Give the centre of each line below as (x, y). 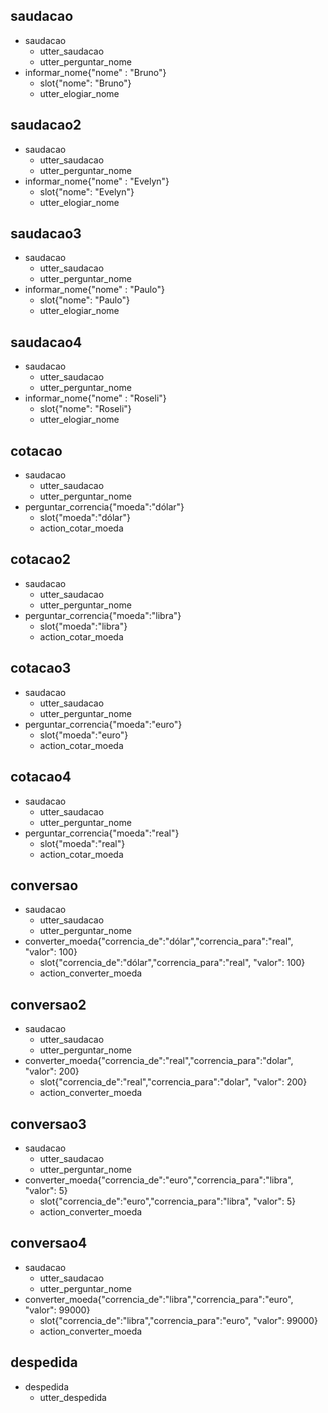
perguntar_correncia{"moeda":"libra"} (103, 615)
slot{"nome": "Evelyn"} (87, 191)
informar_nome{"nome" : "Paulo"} (94, 290)
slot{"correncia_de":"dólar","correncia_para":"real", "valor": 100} (172, 963)
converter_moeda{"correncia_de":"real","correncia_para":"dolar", (159, 1061)
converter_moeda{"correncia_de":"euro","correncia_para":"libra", (159, 1180)
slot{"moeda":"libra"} (83, 626)
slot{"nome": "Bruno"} (85, 83)
